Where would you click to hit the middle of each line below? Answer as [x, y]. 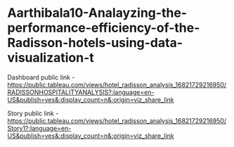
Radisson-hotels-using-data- [95, 43]
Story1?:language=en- [39, 128]
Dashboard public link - [41, 77]
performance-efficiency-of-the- [104, 28]
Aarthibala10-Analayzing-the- [97, 13]
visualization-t [51, 58]
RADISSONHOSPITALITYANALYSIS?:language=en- [81, 92]
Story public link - [33, 113]
